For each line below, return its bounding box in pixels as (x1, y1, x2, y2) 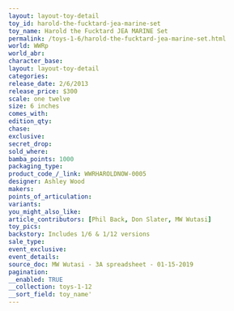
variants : (8, 200, 42, 208)
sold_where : (8, 147, 49, 155)
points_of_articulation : (8, 192, 92, 201)
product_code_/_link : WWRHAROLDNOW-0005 (8, 170, 147, 178)
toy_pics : (8, 223, 42, 231)
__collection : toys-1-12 (8, 283, 92, 292)
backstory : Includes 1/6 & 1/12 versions (8, 230, 151, 239)
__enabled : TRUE (8, 275, 63, 283)
